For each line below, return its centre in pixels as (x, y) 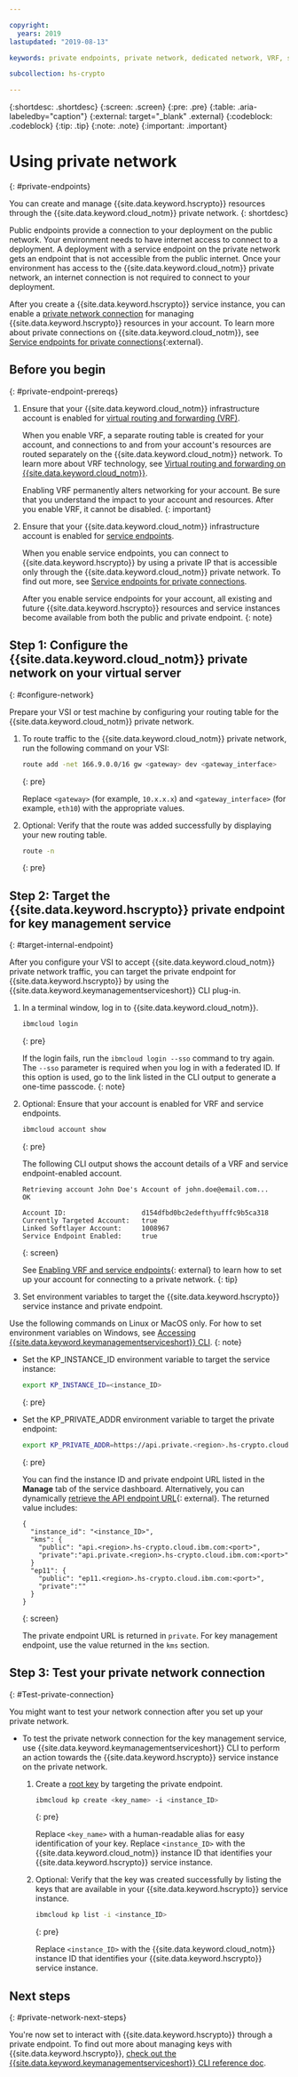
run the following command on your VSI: (96, 748)
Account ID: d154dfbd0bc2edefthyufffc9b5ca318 (145, 1213)
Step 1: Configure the (69, 646)
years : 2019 (39, 33)
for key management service (90, 923)
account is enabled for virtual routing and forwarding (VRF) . (131, 418)
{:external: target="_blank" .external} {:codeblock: (181, 116)
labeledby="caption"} (48, 116)
